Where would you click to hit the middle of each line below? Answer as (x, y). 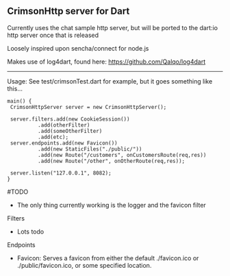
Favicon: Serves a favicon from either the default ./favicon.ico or (108, 258)
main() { (20, 101)
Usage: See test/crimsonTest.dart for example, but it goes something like (110, 81)
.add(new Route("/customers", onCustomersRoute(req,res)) (122, 155)
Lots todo (30, 231)
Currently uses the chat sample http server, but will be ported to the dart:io (113, 27)
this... (15, 88)
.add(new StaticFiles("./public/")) (90, 149)
